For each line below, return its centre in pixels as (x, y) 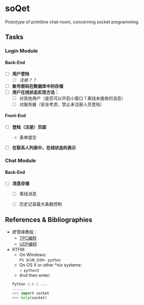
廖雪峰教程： (25, 232)
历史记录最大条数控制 (40, 204)
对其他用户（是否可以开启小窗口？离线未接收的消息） (72, 98)
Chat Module (21, 161)
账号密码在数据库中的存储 (38, 86)
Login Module (22, 51)
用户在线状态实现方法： (35, 92)
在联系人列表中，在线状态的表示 (44, 148)
